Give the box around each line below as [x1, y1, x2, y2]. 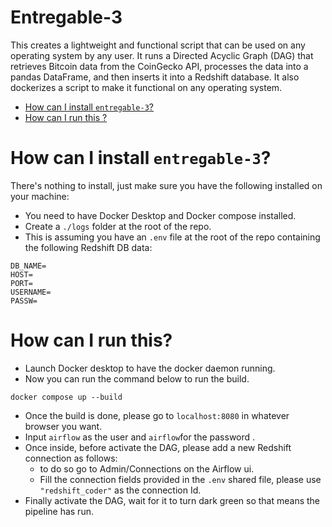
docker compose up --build [10, 392, 123, 402]
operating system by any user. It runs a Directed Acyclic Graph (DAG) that [10, 49, 314, 61]
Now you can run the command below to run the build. [24, 372, 250, 385]
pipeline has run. [24, 505, 94, 517]
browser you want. [24, 420, 103, 432]
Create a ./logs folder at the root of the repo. [24, 220, 212, 232]
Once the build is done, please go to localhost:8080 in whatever [24, 409, 290, 421]
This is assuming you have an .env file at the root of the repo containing [24, 231, 321, 243]
